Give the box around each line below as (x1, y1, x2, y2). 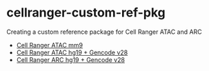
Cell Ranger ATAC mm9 (16, 41, 83, 49)
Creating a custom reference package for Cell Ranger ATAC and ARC (6, 28, 202, 36)
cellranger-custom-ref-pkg (6, 5, 166, 21)
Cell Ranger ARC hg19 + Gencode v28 (16, 55, 126, 63)
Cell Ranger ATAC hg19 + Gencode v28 (16, 48, 128, 57)
